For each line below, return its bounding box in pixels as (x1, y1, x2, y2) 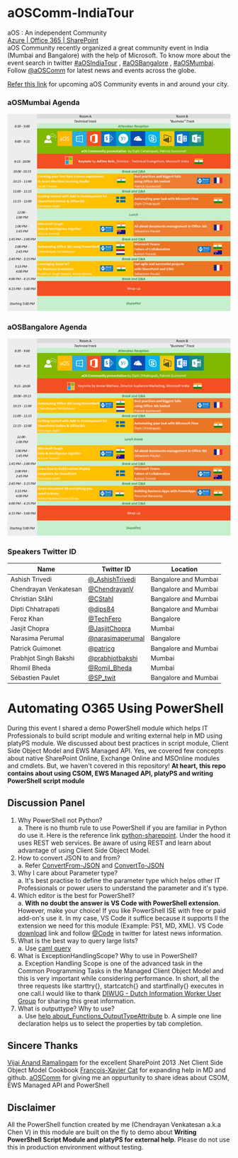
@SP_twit (88, 673, 116, 682)
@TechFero (88, 614, 122, 623)
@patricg (88, 643, 115, 653)
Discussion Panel (7, 797, 85, 809)
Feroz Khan (10, 614, 44, 623)
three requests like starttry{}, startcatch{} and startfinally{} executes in (17, 982, 225, 990)
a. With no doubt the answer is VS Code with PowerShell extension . (17, 899, 221, 907)
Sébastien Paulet (10, 673, 60, 682)
